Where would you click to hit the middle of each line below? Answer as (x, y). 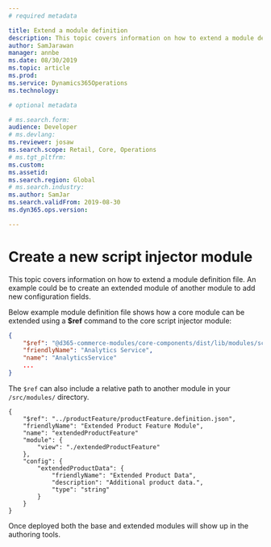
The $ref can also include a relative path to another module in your (120, 388)
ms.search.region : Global (52, 180)
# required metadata (43, 16)
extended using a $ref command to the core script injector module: (120, 321)
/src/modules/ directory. (49, 397)
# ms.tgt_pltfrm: (38, 157)
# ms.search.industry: (46, 187)
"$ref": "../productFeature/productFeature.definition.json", (129, 419)
